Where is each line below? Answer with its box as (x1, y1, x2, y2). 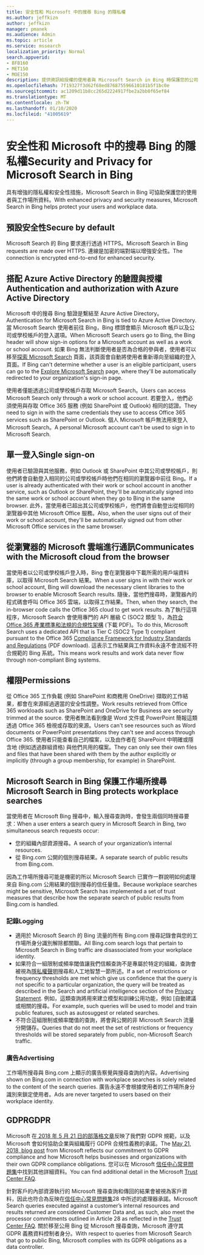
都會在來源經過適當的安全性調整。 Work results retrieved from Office (16, 700, 188, 707)
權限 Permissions (6, 675, 71, 685)
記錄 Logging (6, 917, 44, 926)
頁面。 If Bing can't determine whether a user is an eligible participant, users (6, 360, 197, 368)
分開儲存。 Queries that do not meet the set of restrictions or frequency (15, 1024, 193, 1031)
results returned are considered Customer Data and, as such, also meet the (6, 1208, 195, 1215)
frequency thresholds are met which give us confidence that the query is (15, 974, 197, 982)
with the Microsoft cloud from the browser (6, 552, 170, 562)
